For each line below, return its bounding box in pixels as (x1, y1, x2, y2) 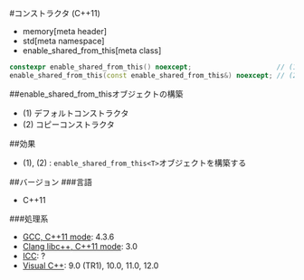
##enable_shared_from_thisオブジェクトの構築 (9, 89, 184, 99)
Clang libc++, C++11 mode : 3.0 (22, 240, 138, 251)
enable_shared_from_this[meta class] (22, 45, 162, 56)
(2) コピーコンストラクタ (22, 118, 115, 129)
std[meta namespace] (22, 35, 105, 46)
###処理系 (9, 213, 49, 224)
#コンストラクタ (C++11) (9, 8, 101, 18)
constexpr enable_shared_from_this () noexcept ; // (9, 62, 285, 71)
